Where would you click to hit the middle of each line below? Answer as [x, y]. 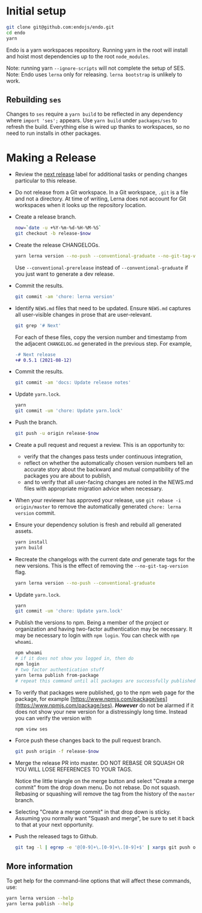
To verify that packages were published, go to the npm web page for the [105, 692]
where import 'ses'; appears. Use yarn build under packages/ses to [92, 120]
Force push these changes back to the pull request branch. [88, 740]
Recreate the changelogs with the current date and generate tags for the [105, 559]
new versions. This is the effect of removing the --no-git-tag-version [102, 566]
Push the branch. [36, 422]
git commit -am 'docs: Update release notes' [73, 383]
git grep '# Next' [38, 326]
